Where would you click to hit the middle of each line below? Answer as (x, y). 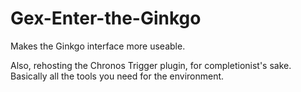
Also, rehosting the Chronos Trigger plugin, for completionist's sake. (151, 65)
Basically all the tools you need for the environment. (117, 76)
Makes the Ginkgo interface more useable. (98, 46)
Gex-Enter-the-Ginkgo (106, 18)
